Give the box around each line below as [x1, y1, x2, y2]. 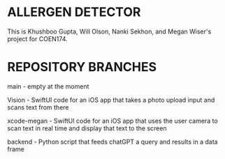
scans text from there [7, 103, 69, 112]
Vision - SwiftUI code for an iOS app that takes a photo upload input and [7, 96, 215, 104]
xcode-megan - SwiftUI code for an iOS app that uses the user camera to [7, 116, 218, 125]
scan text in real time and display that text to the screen [7, 123, 167, 132]
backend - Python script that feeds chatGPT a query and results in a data [7, 137, 218, 146]
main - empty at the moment [7, 82, 89, 91]
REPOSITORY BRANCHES [7, 59, 157, 75]
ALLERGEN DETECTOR [7, 4, 141, 20]
